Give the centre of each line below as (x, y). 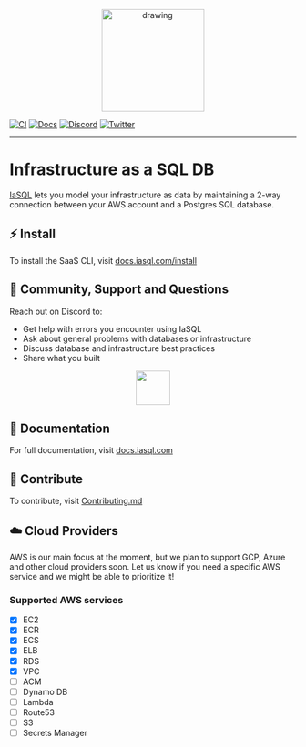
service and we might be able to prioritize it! (92, 576)
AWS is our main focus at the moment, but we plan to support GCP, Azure (148, 557)
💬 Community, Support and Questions (119, 290)
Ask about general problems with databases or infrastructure (137, 338)
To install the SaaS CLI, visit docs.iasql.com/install (103, 260)
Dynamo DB (45, 691)
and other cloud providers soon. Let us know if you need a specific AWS (145, 567)
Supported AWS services (66, 600)
